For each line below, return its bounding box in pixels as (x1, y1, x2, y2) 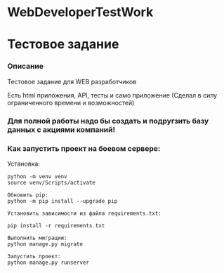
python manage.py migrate (7, 240, 83, 248)
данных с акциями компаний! (7, 124, 116, 134)
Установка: (7, 159, 41, 168)
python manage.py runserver (7, 259, 90, 266)
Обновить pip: (7, 191, 49, 199)
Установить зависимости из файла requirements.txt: (7, 210, 162, 217)
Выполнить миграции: (7, 234, 68, 241)
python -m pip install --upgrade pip (7, 197, 118, 204)
